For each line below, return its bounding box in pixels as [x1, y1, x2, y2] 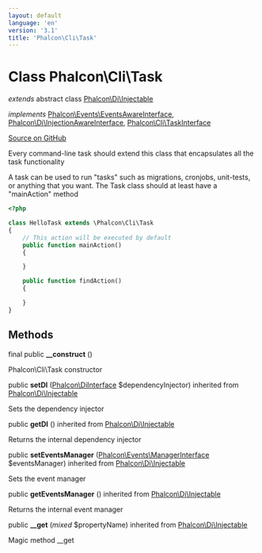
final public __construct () [8, 349, 93, 359]
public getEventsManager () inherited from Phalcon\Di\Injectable [8, 489, 222, 498]
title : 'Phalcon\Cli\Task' [8, 33, 97, 42]
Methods [8, 328, 54, 342]
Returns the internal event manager [8, 505, 123, 514]
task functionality [8, 157, 65, 167]
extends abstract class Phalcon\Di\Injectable [8, 94, 154, 104]
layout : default [8, 11, 62, 20]
